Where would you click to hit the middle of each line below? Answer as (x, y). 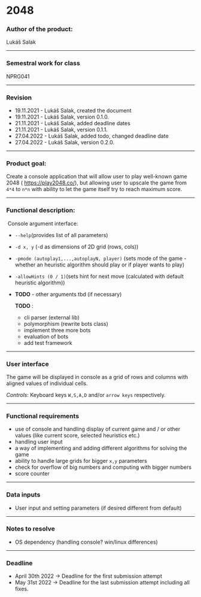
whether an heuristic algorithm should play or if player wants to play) (99, 265)
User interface (28, 364)
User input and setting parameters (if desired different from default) (98, 508)
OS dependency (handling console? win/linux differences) (86, 542)
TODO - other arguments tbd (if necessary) (68, 294)
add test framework (48, 343)
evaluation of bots (46, 337)
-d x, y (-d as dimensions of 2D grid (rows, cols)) (77, 247)
